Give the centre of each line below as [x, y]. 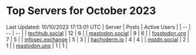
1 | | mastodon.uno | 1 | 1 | [37, 46]
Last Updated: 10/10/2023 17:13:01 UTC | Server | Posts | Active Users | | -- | [99, 27]
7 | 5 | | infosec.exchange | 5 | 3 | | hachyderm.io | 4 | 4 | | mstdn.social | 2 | [98, 39]
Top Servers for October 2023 [81, 11]
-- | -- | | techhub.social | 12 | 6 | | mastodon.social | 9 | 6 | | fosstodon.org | [98, 33]
